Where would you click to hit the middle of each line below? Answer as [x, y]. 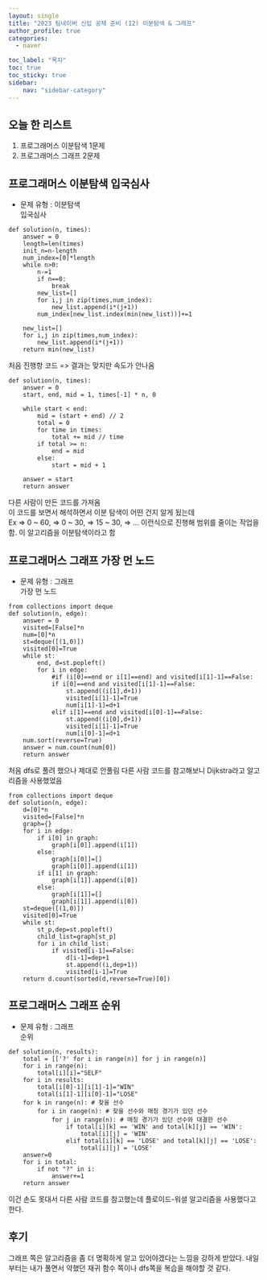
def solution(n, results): [53, 1051]
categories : [28, 38]
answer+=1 [68, 1176]
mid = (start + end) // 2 [81, 416]
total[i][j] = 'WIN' [115, 1133]
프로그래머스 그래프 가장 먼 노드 [82, 560]
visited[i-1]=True [97, 972]
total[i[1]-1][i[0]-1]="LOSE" [88, 1094]
